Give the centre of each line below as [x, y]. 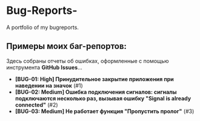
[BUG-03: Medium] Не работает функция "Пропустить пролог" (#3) [105, 111]
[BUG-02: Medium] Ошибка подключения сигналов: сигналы [96, 92]
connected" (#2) [37, 105]
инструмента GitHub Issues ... [45, 67]
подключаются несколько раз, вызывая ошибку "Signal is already [103, 98]
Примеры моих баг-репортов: [67, 46]
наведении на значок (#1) [49, 85]
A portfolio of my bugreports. [42, 27]
